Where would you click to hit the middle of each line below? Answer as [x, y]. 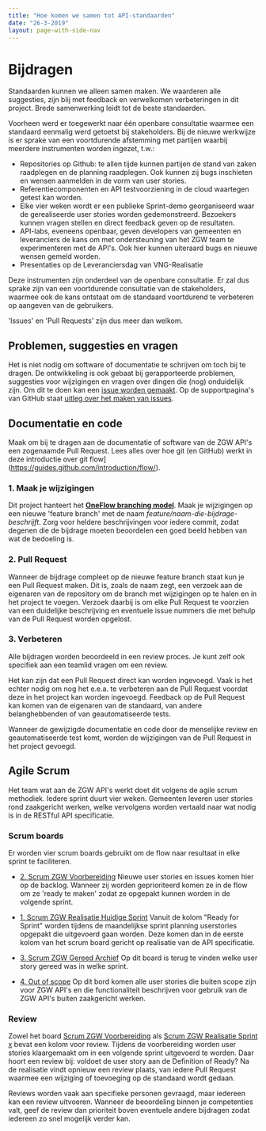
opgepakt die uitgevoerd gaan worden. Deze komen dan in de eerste [131, 934]
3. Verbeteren [35, 640]
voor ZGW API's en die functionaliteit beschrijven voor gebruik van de [133, 989]
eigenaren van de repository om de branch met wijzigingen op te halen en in [133, 594]
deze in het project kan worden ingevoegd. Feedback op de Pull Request [127, 696]
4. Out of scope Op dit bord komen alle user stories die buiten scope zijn [138, 981]
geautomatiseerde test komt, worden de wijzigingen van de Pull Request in [130, 738]
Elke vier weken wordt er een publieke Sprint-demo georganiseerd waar [137, 206]
